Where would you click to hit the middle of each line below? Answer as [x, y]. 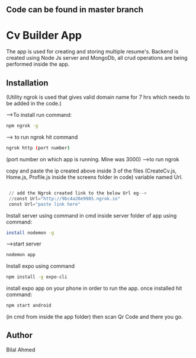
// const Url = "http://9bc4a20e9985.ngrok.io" [64, 199]
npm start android [29, 306]
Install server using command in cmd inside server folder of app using [91, 215]
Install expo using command [41, 266]
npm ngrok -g [22, 126]
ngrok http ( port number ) [38, 148]
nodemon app [21, 255]
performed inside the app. [38, 64]
